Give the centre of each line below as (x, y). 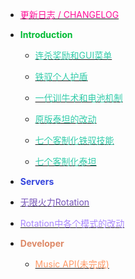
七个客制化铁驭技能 (74, 140)
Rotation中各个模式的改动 (72, 223)
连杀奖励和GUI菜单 (73, 55)
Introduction (46, 34)
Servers (37, 181)
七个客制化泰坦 (65, 161)
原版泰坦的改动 (65, 119)
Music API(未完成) (72, 264)
